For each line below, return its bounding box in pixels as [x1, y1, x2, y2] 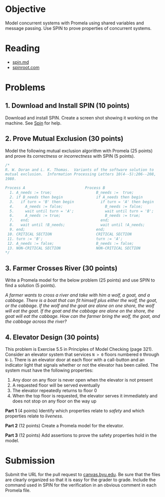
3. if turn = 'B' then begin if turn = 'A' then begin [9, 199, 154, 204]
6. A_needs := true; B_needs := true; [9, 213, 141, 218]
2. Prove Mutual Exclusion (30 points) [5, 134, 124, 143]
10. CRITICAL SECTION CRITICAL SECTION [7, 231, 132, 237]
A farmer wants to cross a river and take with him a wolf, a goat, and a [5, 292, 150, 298]
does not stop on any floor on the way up [12, 398, 97, 404]
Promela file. [5, 487, 31, 493]
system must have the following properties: [5, 367, 94, 373]
